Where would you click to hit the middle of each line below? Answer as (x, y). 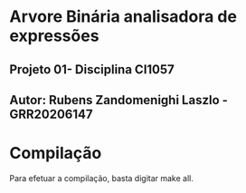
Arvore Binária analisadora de (123, 17)
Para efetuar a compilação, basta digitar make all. (102, 178)
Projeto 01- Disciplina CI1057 (92, 69)
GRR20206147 (51, 114)
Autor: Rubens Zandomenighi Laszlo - (119, 100)
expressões (54, 36)
